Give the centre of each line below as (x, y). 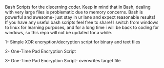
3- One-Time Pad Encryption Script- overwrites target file (63, 61)
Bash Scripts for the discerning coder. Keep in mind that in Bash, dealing (78, 7)
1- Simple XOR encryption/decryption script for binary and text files (73, 42)
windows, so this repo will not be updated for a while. (59, 33)
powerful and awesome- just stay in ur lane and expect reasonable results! (80, 17)
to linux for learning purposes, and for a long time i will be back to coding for (82, 27)
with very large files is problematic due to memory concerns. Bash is (74, 12)
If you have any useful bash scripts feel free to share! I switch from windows (82, 22)
